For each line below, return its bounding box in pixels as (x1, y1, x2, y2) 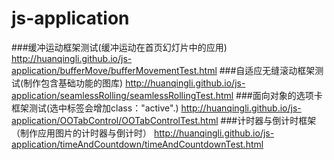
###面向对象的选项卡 (235, 89, 323, 101)
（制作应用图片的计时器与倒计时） (11, 127, 152, 139)
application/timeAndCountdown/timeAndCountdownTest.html (11, 138, 264, 150)
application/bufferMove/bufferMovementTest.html (11, 64, 218, 76)
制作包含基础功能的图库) (23, 77, 124, 89)
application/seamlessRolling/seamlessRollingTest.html (11, 89, 234, 101)
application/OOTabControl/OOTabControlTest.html (11, 114, 219, 126)
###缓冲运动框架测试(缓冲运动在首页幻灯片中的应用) (11, 41, 228, 53)
